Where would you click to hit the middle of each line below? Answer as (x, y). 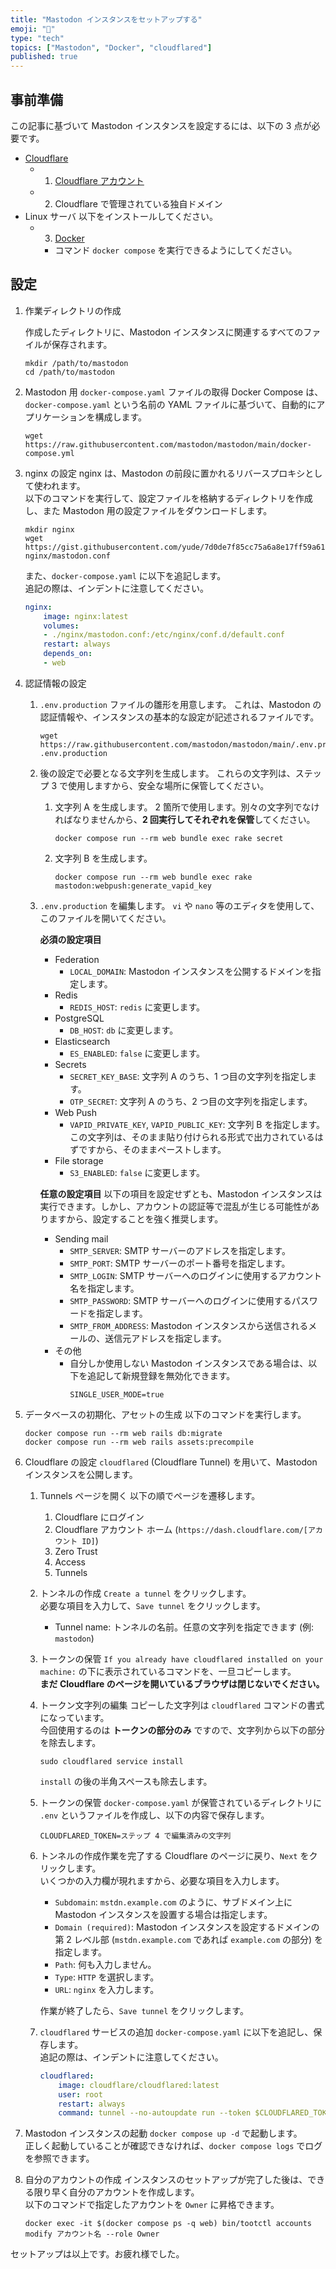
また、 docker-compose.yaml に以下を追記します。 (125, 575)
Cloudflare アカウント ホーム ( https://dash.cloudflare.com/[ (181, 1529)
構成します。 (121, 417)
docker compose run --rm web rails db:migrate (123, 1433)
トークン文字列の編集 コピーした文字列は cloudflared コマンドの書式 (182, 1705)
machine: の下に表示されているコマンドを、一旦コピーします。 (168, 1671)
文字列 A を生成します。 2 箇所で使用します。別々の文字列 (174, 807)
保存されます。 (82, 344)
